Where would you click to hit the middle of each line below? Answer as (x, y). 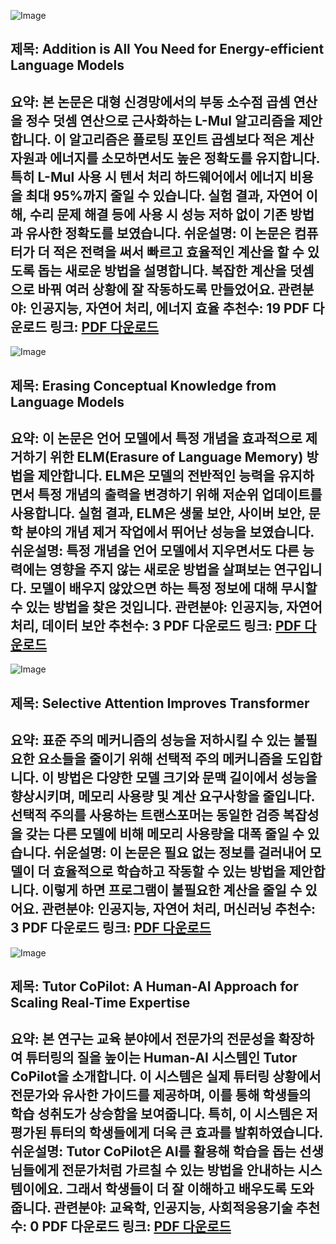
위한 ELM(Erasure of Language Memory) (176, 456)
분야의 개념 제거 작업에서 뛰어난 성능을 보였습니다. (170, 531)
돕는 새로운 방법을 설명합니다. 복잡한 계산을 (162, 270)
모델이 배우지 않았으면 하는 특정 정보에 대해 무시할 (173, 588)
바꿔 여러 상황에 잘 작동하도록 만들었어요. (156, 289)
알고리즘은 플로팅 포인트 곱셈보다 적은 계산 (191, 139)
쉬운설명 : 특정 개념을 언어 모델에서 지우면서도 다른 (155, 550)
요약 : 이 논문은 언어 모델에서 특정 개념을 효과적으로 (156, 438)
